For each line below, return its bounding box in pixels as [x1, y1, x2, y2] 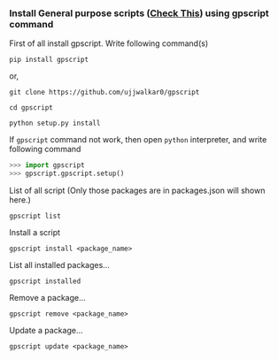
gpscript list [9, 211, 62, 221]
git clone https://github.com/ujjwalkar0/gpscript [9, 88, 200, 97]
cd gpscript [9, 103, 53, 112]
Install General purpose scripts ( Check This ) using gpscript [9, 7, 270, 19]
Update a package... [9, 326, 83, 336]
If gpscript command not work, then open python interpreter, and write [9, 134, 267, 145]
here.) [9, 195, 31, 205]
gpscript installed [9, 277, 81, 286]
